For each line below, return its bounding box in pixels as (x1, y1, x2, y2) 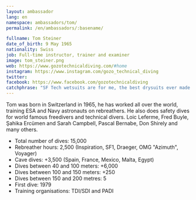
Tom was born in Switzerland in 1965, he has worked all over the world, (6, 101, 178, 108)
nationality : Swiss (6, 46, 54, 53)
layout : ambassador (6, 8, 54, 15)
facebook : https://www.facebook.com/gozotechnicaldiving (6, 79, 148, 85)
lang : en (6, 14, 28, 20)
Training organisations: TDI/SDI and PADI (14, 188, 114, 194)
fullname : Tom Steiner (6, 36, 62, 42)
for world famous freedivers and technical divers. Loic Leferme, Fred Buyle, (6, 114, 189, 121)
